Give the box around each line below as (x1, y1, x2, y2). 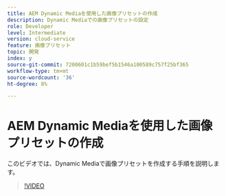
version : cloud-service (7, 36, 76, 43)
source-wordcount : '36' (7, 74, 76, 81)
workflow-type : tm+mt (7, 67, 69, 74)
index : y (7, 55, 32, 62)
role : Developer (7, 23, 54, 30)
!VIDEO (23, 182, 45, 190)
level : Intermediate (7, 29, 67, 36)
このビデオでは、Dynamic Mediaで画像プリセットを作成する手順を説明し (7, 160, 214, 168)
